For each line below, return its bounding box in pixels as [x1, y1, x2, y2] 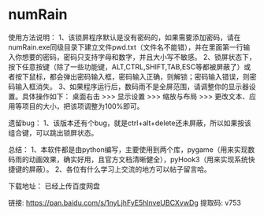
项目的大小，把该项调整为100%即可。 [21, 101, 144, 111]
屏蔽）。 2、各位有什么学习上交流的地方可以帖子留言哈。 [28, 164, 211, 174]
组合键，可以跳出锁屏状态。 [8, 128, 99, 137]
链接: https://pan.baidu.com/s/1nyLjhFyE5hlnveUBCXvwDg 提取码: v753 [8, 198, 242, 207]
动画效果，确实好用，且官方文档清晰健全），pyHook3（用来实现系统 [28, 154, 248, 164]
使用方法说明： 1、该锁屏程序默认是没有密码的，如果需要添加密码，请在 [8, 32, 241, 42]
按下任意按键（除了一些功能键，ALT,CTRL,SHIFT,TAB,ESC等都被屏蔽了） [8, 61, 244, 72]
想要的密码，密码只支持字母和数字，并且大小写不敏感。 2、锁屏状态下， [21, 52, 256, 61]
